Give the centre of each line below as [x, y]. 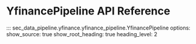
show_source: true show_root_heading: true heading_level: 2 [82, 34]
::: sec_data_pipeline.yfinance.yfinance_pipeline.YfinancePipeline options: [98, 28]
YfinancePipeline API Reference [88, 11]
